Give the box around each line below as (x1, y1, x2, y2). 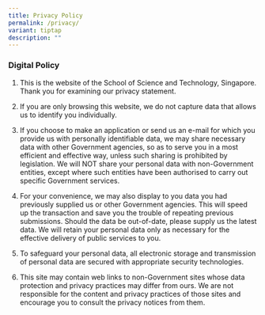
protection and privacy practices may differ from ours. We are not (19, 280, 234, 290)
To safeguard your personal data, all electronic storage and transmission (19, 249, 256, 258)
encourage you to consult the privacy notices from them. (19, 298, 206, 307)
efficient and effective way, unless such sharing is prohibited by (19, 150, 228, 160)
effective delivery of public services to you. (19, 233, 161, 242)
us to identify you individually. (19, 110, 117, 120)
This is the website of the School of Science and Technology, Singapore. (19, 78, 257, 87)
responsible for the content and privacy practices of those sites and (19, 289, 241, 298)
